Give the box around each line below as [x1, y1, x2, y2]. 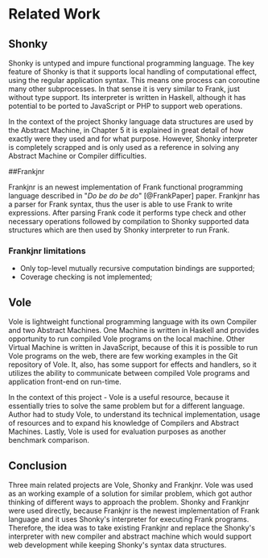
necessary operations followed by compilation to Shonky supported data [8, 217, 249, 226]
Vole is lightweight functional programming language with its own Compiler [8, 317, 258, 327]
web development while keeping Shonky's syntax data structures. [8, 539, 227, 549]
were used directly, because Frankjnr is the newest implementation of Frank [8, 506, 260, 515]
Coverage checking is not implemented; [19, 272, 153, 282]
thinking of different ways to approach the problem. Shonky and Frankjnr [8, 497, 249, 506]
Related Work [8, 5, 101, 23]
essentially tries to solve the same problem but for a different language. [8, 401, 245, 411]
